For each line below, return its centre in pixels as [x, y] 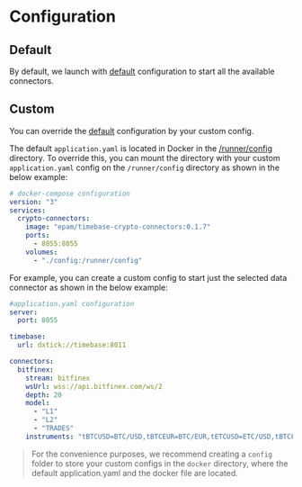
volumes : [42, 252]
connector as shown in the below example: [89, 287]
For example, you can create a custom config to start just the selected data [148, 277]
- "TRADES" [53, 428]
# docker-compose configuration [70, 194]
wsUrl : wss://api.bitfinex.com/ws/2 [94, 386]
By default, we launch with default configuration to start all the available [142, 71]
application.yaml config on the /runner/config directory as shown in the [145, 167]
